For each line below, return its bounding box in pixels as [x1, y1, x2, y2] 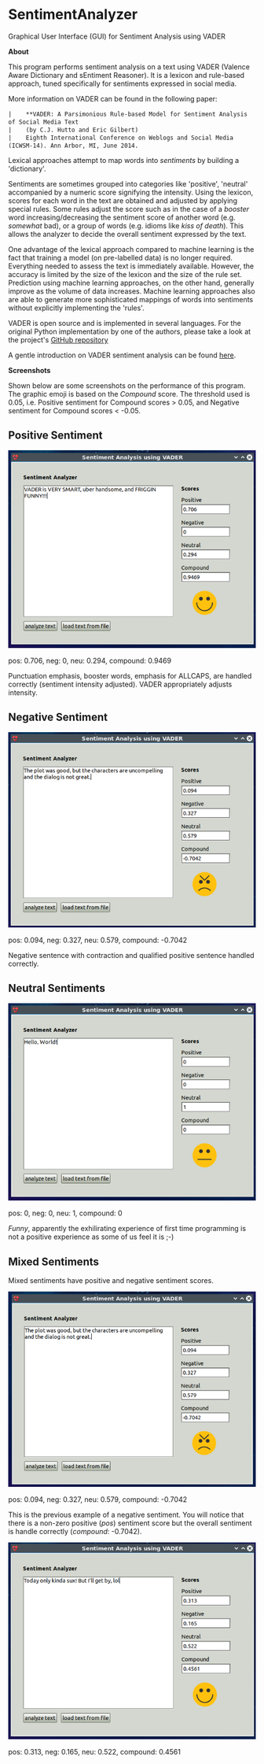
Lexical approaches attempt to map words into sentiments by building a [8, 155, 240, 165]
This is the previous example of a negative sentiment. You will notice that [8, 1510, 244, 1520]
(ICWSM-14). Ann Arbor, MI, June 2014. [8, 142, 139, 150]
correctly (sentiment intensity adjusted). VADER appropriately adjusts [8, 679, 233, 689]
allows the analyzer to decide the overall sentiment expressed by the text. [8, 229, 247, 239]
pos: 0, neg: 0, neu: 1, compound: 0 [8, 1208, 123, 1218]
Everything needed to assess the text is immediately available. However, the [8, 261, 254, 271]
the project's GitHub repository [8, 335, 108, 344]
